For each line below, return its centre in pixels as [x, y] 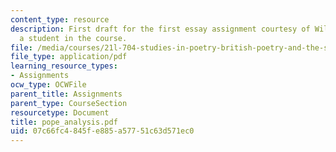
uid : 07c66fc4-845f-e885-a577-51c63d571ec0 [102, 131]
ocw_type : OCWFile [48, 85]
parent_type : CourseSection [69, 103]
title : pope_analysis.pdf [64, 122]
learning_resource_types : [64, 66]
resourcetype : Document [60, 112]
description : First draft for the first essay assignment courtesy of [160, 29]
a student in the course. [73, 38]
